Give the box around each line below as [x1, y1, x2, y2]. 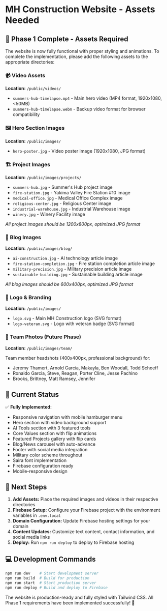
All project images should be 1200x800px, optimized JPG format [5, 221, 141, 227]
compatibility [12, 111, 40, 118]
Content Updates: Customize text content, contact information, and [12, 529, 155, 535]
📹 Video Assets [5, 72, 46, 79]
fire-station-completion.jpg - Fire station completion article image [12, 260, 155, 267]
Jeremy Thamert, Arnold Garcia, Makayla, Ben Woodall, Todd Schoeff [12, 365, 158, 371]
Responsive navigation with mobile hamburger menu [12, 414, 123, 420]
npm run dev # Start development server [5, 571, 99, 576]
